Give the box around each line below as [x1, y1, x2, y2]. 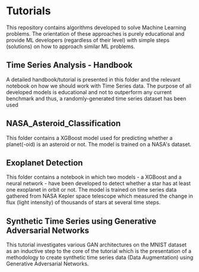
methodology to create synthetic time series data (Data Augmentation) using [6, 254, 194, 261]
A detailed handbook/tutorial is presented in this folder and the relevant [6, 76, 181, 83]
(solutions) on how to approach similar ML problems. [6, 43, 135, 50]
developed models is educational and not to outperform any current [6, 88, 172, 96]
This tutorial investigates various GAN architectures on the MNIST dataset [6, 241, 187, 248]
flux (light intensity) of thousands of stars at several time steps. [6, 199, 161, 206]
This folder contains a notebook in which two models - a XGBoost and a [6, 174, 182, 181]
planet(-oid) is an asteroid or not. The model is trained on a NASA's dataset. [6, 140, 192, 148]
